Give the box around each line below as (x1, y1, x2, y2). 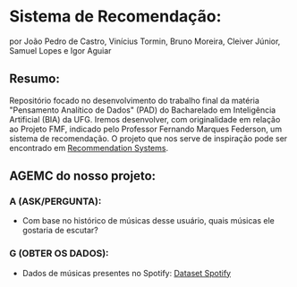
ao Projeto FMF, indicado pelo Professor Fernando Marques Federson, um (9, 123, 283, 134)
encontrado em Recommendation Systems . (9, 142, 168, 153)
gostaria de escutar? (21, 225, 98, 236)
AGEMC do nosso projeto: (9, 168, 157, 184)
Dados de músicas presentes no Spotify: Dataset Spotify (21, 267, 231, 278)
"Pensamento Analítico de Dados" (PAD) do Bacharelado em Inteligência (9, 105, 276, 115)
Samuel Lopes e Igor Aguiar (9, 45, 112, 55)
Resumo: (9, 72, 60, 87)
